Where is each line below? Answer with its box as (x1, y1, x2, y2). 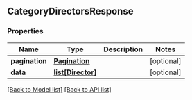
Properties (7, 26, 44, 36)
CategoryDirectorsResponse (7, 6, 134, 17)
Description (103, 44, 143, 54)
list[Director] (53, 67, 97, 77)
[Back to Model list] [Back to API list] (7, 85, 112, 93)
